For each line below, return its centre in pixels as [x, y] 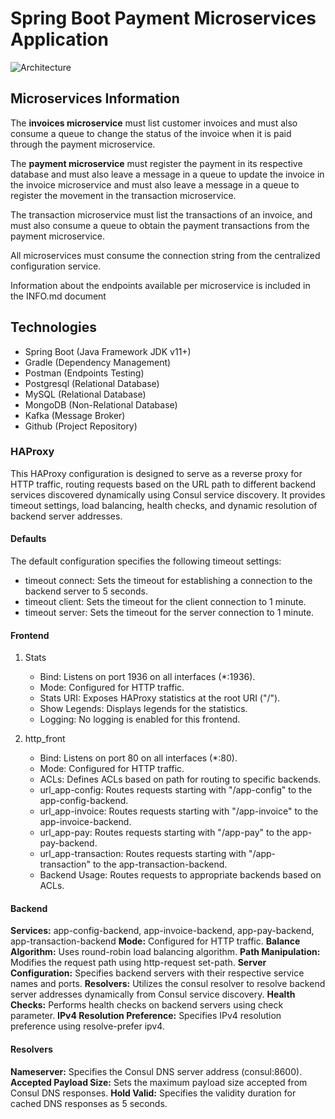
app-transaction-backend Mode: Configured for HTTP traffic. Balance [155, 941]
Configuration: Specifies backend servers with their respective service [157, 973]
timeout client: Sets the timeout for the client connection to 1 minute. [165, 602]
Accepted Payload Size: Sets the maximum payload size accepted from [159, 1082]
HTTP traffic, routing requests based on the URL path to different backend [163, 484]
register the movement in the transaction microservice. [123, 195]
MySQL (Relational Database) [85, 394]
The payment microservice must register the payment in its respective [156, 163]
